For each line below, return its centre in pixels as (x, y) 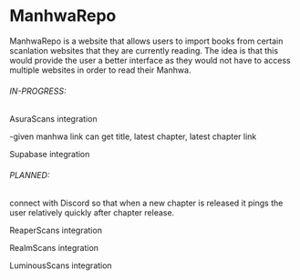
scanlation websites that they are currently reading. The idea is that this (144, 50)
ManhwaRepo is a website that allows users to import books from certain (146, 41)
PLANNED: (30, 175)
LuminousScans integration (61, 265)
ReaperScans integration (56, 230)
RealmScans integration (54, 248)
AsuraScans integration (53, 119)
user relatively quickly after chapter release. (92, 213)
